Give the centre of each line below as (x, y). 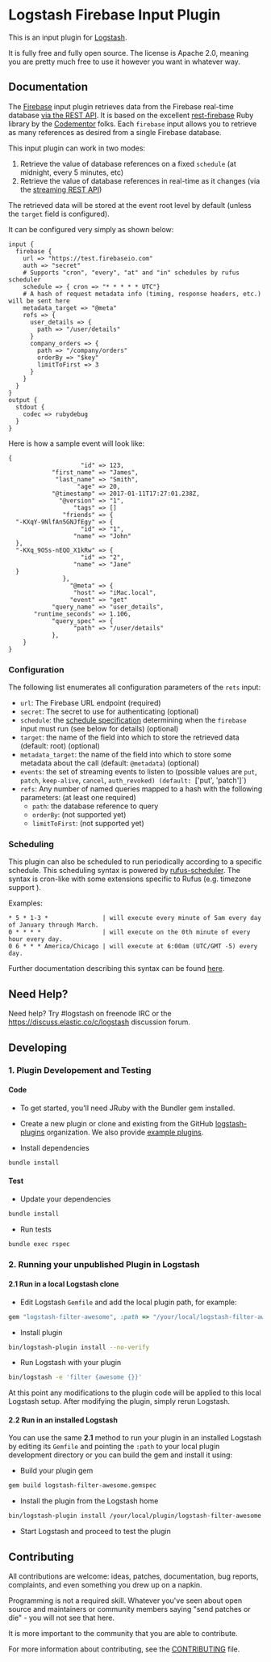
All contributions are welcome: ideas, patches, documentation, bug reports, (134, 1576)
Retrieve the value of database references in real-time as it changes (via (140, 180)
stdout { (30, 407)
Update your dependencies (65, 1198)
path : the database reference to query (95, 806)
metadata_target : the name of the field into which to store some (125, 755)
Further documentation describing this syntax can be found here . (117, 969)
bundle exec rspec (39, 1244)
